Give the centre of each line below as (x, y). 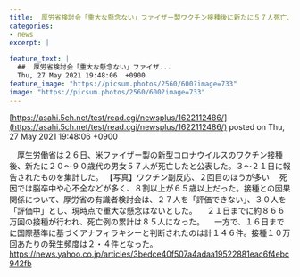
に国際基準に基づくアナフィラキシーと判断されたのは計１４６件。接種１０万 (150, 232)
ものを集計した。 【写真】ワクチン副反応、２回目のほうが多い (154, 177)
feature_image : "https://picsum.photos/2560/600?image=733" (124, 84)
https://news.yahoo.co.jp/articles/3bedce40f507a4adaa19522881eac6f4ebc (150, 254)
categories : (31, 26)
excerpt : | (29, 42)
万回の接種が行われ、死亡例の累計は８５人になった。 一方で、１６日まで (147, 221)
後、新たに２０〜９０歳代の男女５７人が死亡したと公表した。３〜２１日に (146, 166)
